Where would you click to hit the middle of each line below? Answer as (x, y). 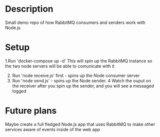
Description (29, 9)
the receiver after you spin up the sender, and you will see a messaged (83, 86)
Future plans (31, 111)
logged (19, 91)
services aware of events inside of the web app (53, 129)
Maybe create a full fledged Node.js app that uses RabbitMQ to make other (80, 124)
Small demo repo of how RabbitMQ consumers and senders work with (75, 22)
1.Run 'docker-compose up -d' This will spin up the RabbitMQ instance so (79, 61)
